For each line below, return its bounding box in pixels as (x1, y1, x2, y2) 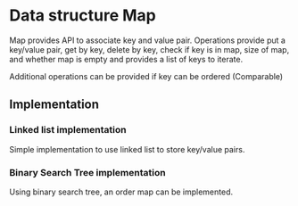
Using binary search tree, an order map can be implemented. (9, 186, 234, 197)
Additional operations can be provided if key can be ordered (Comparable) (9, 70, 284, 81)
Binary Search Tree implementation (9, 166, 167, 178)
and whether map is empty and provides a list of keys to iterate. (9, 54, 244, 64)
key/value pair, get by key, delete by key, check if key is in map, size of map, (9, 44, 290, 54)
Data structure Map (9, 5, 156, 26)
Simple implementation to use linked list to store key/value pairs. (9, 144, 245, 154)
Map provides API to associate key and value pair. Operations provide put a (9, 35, 286, 45)
